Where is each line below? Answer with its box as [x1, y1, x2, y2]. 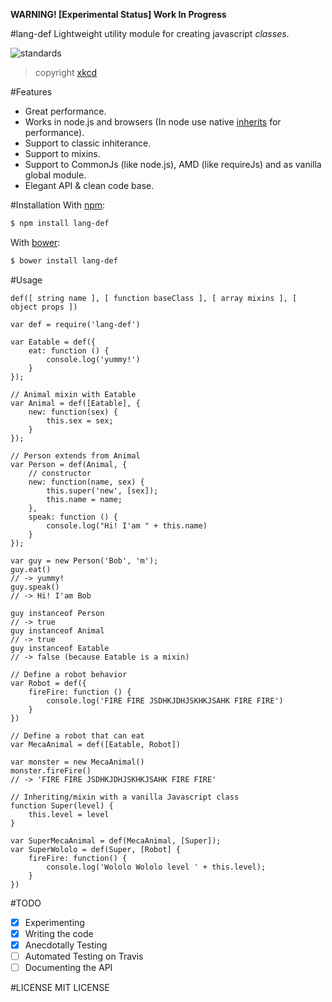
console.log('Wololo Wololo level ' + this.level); [46, 862, 267, 872]
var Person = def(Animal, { [10, 459, 128, 469]
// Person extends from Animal [10, 450, 141, 461]
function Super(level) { [10, 800, 114, 811]
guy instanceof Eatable [10, 643, 110, 653]
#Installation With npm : [10, 199, 106, 211]
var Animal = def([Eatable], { [10, 398, 141, 408]
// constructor [28, 468, 92, 478]
